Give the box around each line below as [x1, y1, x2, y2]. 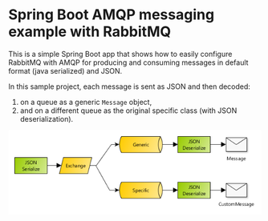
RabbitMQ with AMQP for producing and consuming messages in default [8, 58, 249, 67]
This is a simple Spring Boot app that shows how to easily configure [8, 49, 233, 58]
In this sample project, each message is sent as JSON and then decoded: [8, 82, 251, 91]
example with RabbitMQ [8, 22, 171, 41]
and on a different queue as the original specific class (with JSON [19, 106, 238, 115]
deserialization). [19, 114, 74, 123]
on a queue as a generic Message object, [19, 97, 152, 106]
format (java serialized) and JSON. [8, 66, 123, 75]
